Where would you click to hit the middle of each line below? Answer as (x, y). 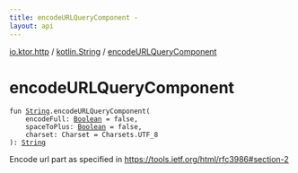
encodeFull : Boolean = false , (82, 119)
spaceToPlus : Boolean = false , (84, 127)
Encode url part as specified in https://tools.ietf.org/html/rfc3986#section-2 (149, 160)
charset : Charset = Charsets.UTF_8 (92, 135)
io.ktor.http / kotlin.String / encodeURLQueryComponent (113, 51)
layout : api (31, 26)
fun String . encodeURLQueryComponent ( (80, 112)
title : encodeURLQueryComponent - (74, 17)
